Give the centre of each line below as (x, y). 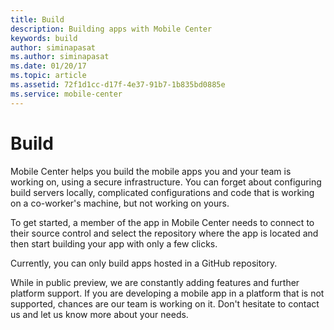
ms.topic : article (48, 76)
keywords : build (44, 38)
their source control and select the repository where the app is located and (164, 233)
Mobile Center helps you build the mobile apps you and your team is (151, 171)
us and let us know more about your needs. (99, 314)
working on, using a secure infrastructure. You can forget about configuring (166, 182)
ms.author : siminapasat (60, 57)
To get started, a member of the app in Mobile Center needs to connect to (162, 222)
